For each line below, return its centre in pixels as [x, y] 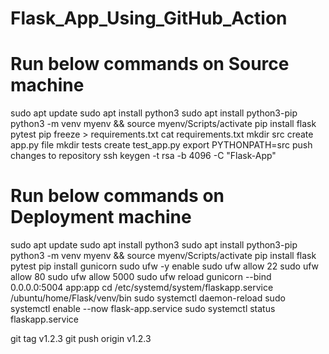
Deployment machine [101, 217]
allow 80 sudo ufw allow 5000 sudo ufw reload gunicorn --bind [141, 277]
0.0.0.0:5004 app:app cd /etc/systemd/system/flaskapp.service [142, 288]
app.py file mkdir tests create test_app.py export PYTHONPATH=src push [161, 145]
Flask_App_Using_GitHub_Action [149, 18]
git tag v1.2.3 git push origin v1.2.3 [81, 339]
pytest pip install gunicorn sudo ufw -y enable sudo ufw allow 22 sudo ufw [165, 266]
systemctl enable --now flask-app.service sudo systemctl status [143, 309]
